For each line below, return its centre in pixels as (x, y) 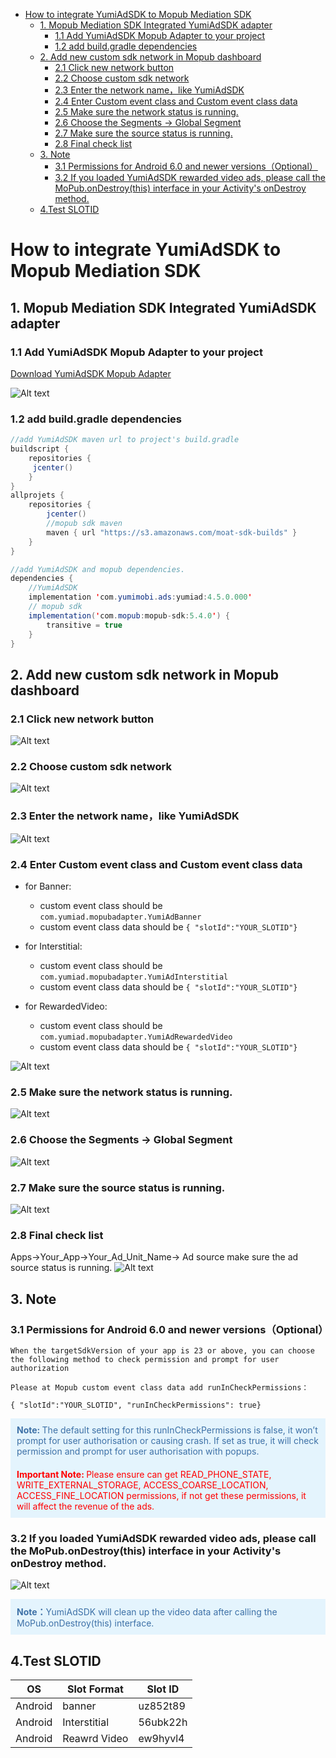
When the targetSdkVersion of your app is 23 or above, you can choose (162, 1350)
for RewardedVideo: (66, 1006)
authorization (40, 1368)
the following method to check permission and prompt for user (145, 1359)
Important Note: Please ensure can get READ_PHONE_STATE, (144, 1474)
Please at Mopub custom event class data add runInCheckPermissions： (160, 1387)
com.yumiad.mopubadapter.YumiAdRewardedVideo (136, 1037)
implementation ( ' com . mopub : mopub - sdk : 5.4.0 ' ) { (129, 615)
